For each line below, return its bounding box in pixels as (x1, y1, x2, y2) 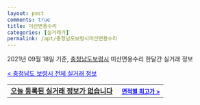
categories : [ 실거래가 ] (7, 29, 70, 36)
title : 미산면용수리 (7, 22, 57, 29)
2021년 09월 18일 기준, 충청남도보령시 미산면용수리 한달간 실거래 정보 (7, 55, 193, 63)
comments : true (7, 16, 51, 23)
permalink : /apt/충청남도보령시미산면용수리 (7, 35, 118, 42)
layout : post (7, 10, 45, 17)
